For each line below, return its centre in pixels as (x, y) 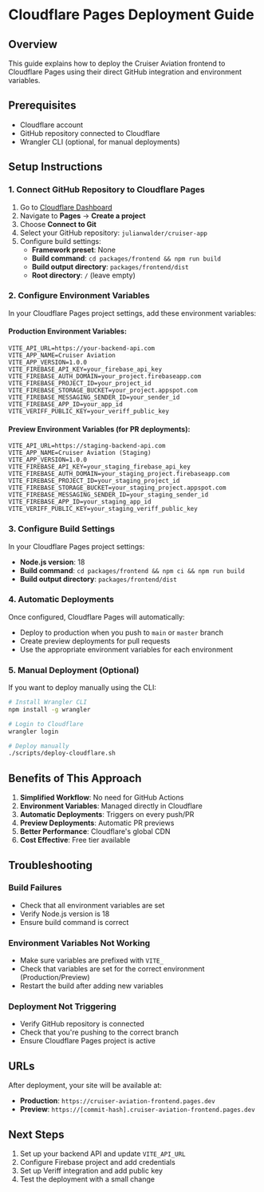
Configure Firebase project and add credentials (97, 1162)
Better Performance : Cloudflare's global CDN (95, 831)
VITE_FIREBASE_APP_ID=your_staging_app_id (80, 502)
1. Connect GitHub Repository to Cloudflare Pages (106, 189)
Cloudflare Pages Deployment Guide (131, 15)
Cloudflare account (51, 125)
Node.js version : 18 (52, 562)
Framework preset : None (73, 249)
